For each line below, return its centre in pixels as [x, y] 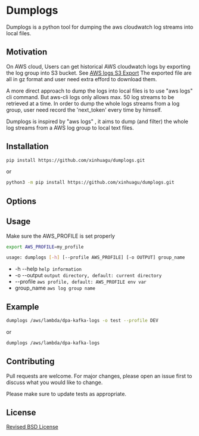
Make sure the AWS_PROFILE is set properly [60, 236]
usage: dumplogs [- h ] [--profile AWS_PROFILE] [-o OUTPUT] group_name [96, 257]
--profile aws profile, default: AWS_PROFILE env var [81, 282]
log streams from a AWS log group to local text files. [70, 128]
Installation [27, 147]
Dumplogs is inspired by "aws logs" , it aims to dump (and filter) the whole [97, 121]
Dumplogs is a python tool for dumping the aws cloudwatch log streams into [100, 27]
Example [23, 307]
